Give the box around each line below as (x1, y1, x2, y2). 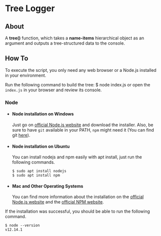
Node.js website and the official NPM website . (12, 199, 104, 205)
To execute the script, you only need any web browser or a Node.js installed (5, 67, 157, 73)
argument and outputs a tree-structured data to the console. (5, 40, 125, 46)
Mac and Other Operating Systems (12, 183, 84, 189)
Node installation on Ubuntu (12, 143, 70, 149)
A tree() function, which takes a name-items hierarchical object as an (5, 35, 144, 41)
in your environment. (5, 72, 46, 78)
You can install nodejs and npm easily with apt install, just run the (12, 154, 142, 160)
